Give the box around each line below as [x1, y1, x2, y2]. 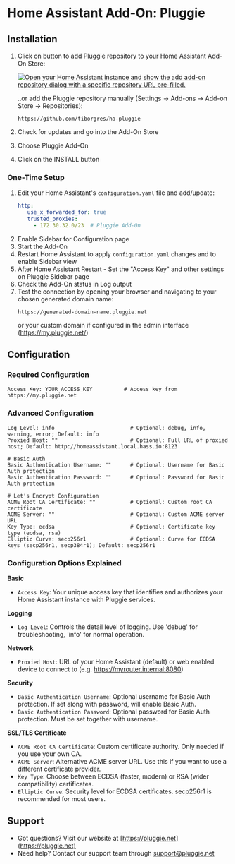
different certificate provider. [17, 764, 101, 774]
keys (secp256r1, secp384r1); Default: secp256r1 [7, 541, 156, 548]
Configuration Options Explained [7, 558, 122, 568]
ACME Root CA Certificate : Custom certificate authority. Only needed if [17, 743, 224, 751]
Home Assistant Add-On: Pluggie [7, 5, 205, 21]
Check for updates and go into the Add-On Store [17, 128, 159, 136]
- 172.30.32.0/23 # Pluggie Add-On [33, 222, 141, 229]
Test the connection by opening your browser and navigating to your [17, 287, 217, 296]
